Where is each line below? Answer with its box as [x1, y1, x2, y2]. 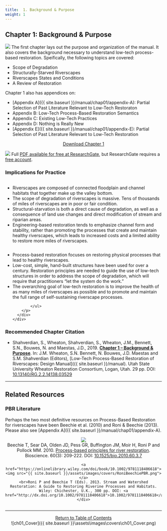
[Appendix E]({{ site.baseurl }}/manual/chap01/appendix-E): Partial [12, 126, 150, 132]
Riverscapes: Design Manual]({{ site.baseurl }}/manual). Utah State [12, 361, 150, 367]
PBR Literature [5, 405, 41, 412]
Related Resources [5, 391, 65, 399]
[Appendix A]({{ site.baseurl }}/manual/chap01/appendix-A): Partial [12, 100, 150, 106]
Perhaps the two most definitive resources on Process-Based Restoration [5, 416, 156, 422]
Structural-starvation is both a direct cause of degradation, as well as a [12, 206, 158, 212]
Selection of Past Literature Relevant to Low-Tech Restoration [12, 132, 139, 137]
